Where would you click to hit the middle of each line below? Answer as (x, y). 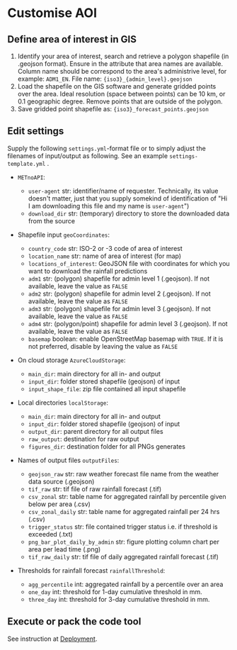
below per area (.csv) (59, 504)
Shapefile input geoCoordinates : (64, 235)
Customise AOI (52, 13)
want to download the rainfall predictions (88, 271)
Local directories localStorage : (63, 403)
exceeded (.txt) (50, 534)
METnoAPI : (31, 177)
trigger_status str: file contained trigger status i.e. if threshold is (123, 527)
